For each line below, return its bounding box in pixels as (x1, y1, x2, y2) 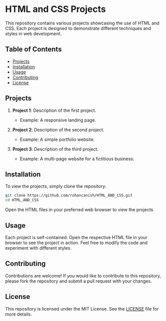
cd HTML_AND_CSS (5, 198, 39, 203)
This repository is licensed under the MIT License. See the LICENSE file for (5, 306, 159, 312)
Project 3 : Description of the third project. (12, 146, 99, 152)
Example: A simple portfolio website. (19, 136, 95, 142)
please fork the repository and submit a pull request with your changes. (5, 278, 152, 284)
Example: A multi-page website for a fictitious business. (19, 156, 135, 162)
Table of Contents (5, 45, 62, 53)
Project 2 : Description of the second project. (12, 126, 105, 133)
